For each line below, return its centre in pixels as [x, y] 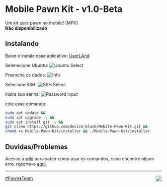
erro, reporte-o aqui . [26, 164]
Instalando [22, 44]
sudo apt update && [25, 113]
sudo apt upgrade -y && [30, 118]
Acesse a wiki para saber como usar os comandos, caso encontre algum [80, 158]
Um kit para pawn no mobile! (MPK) [42, 23]
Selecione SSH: [21, 84]
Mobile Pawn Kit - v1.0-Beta [64, 9]
